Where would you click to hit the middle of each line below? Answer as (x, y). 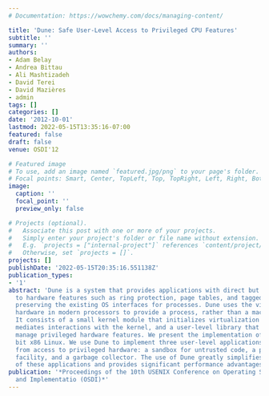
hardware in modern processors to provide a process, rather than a (132, 313)
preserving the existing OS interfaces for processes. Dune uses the (134, 305)
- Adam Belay (30, 60)
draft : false (30, 142)
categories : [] (34, 112)
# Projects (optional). (48, 223)
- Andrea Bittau (35, 68)
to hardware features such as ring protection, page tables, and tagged (139, 297)
